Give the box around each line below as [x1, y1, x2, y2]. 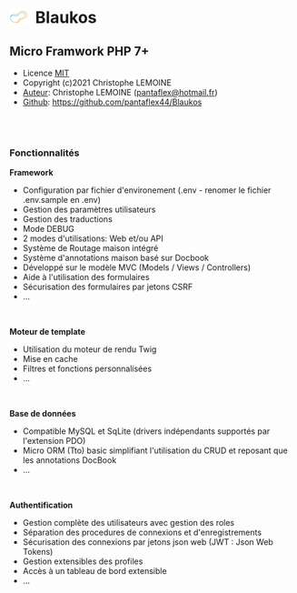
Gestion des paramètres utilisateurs [22, 204, 156, 216]
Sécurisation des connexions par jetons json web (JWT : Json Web [22, 537, 274, 548]
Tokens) [22, 547, 54, 558]
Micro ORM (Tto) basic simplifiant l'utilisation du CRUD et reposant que [22, 445, 288, 457]
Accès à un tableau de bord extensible [22, 566, 167, 577]
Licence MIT [22, 67, 70, 78]
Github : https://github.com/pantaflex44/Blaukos [22, 96, 203, 107]
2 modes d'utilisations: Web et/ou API [22, 233, 163, 244]
